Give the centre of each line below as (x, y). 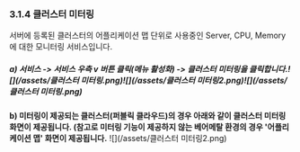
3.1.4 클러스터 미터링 (52, 13)
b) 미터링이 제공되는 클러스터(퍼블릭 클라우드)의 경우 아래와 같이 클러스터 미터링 (148, 116)
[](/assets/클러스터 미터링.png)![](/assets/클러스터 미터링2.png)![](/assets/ (148, 80)
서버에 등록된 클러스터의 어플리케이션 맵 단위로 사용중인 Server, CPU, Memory (148, 36)
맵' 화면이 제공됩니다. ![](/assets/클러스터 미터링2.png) (130, 139)
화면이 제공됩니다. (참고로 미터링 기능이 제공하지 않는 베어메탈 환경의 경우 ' (138, 127)
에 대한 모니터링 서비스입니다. (61, 47)
